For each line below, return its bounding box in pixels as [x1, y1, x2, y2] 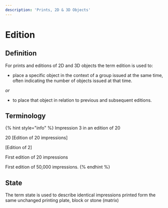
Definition [5, 49, 37, 58]
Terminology [5, 112, 46, 120]
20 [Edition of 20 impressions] [5, 134, 68, 141]
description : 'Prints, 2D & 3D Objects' [5, 7, 91, 13]
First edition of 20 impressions [5, 154, 69, 160]
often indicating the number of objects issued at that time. [12, 78, 132, 84]
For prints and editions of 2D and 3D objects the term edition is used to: [5, 62, 153, 68]
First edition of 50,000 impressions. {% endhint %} [5, 164, 110, 170]
